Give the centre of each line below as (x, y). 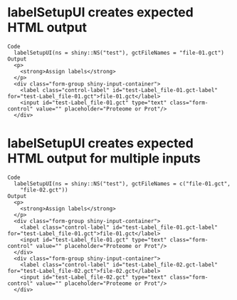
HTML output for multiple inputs (104, 159)
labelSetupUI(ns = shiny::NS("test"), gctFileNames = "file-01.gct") (119, 53)
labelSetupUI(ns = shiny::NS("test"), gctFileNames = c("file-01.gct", (122, 183)
